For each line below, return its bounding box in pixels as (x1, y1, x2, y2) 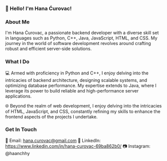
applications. (5, 93, 32, 99)
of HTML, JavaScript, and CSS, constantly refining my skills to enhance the (5, 108, 160, 114)
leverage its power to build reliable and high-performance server (5, 87, 139, 93)
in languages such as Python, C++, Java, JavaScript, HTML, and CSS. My (5, 35, 158, 41)
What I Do (5, 58, 30, 65)
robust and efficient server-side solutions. (5, 45, 92, 52)
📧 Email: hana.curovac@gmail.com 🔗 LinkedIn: (5, 137, 101, 143)
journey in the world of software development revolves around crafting (5, 40, 151, 46)
